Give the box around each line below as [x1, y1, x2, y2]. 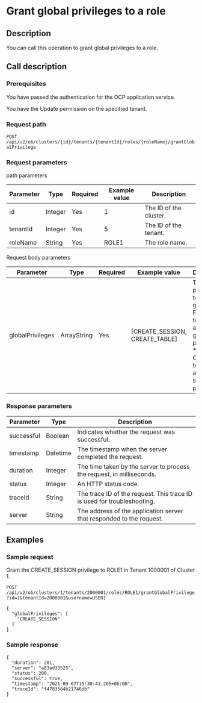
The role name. [144, 239, 188, 247]
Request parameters [6, 158, 67, 166]
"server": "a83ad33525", [11, 664, 74, 671]
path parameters [6, 172, 47, 179]
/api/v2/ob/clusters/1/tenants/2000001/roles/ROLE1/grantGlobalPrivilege [6, 590, 195, 596]
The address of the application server [77, 507, 183, 515]
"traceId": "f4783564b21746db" [11, 686, 90, 692]
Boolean [46, 431, 70, 440]
